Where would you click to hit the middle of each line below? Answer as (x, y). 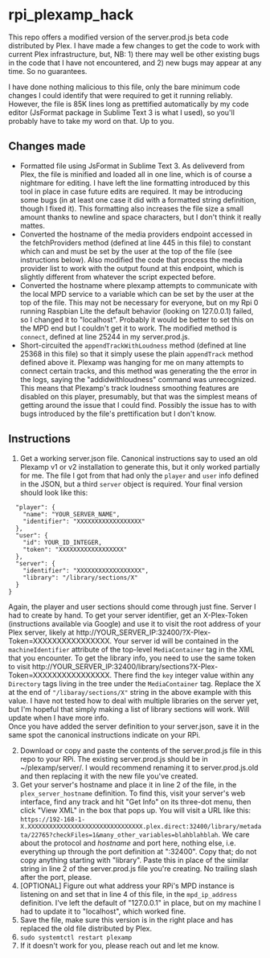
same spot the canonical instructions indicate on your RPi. (104, 734)
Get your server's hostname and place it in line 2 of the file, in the (128, 784)
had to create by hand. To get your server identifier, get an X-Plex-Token (128, 615)
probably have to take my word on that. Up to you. (91, 121)
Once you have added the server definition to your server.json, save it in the (134, 726)
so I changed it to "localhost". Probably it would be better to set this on (137, 319)
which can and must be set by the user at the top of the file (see (126, 251)
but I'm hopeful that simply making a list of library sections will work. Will (129, 709)
